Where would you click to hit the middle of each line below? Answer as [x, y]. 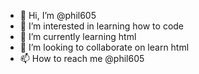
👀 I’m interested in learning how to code [102, 26]
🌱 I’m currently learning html [78, 36]
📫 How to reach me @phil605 [82, 58]
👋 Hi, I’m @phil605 [58, 15]
